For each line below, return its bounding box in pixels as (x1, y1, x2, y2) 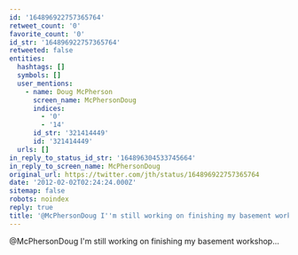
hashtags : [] (17, 63, 66, 72)
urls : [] (17, 145, 50, 154)
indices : (32, 104, 66, 113)
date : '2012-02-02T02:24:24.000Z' (9, 179, 137, 187)
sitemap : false (9, 187, 66, 195)
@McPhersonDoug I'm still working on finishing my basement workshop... (9, 235, 279, 246)
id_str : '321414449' (32, 129, 109, 138)
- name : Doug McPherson (25, 87, 114, 96)
